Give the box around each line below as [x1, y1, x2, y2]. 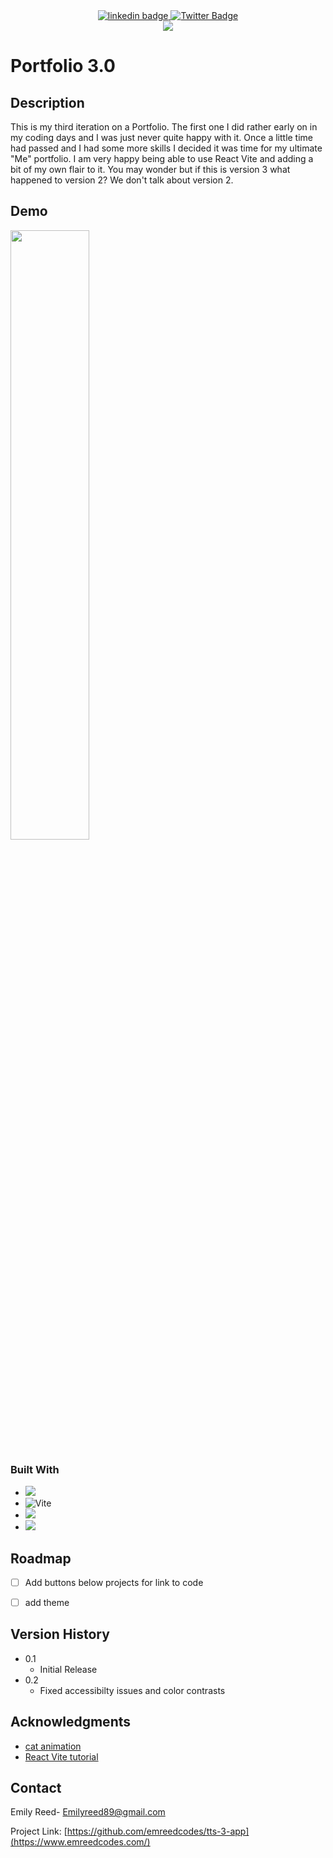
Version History [10, 1626, 110, 1643]
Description [10, 94, 85, 111]
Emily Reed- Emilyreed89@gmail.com [10, 1806, 166, 1818]
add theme [24, 1596, 70, 1608]
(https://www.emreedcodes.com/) [10, 1836, 151, 1848]
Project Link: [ [10, 1825, 68, 1838]
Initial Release [39, 1663, 98, 1675]
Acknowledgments [10, 1714, 132, 1731]
